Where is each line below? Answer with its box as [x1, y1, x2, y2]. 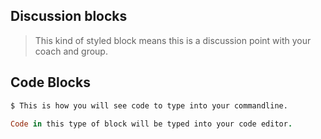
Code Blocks [10, 74, 91, 91]
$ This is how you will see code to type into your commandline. [10, 100, 288, 111]
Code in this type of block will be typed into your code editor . [10, 119, 293, 129]
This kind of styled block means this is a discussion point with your [34, 34, 312, 46]
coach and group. [34, 45, 108, 57]
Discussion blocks [10, 8, 128, 25]
